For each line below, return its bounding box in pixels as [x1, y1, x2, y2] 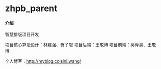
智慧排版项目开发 [5, 32, 39, 37]
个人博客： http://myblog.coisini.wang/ [5, 58, 81, 64]
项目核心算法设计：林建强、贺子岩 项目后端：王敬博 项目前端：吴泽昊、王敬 [5, 42, 156, 48]
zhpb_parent [5, 3, 58, 14]
